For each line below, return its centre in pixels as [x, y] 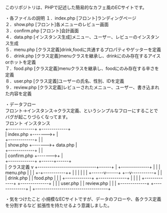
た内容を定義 [18, 94]
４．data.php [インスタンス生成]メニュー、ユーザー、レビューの [71, 37]
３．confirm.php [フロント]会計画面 [42, 31]
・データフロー [21, 104]
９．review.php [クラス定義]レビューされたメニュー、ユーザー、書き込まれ [82, 87]
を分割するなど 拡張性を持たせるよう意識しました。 [58, 205]
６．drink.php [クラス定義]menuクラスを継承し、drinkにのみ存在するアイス [83, 56]
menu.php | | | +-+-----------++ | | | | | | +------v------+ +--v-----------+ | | [83, 172]
